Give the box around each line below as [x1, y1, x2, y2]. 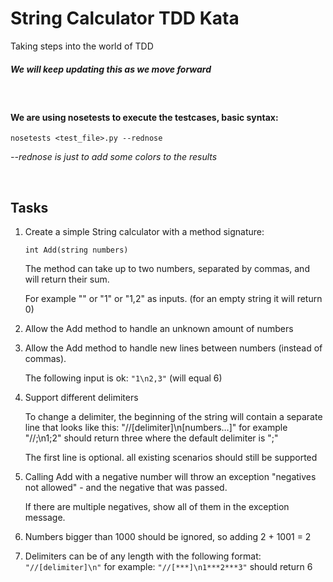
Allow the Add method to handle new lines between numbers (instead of [24, 342, 323, 354]
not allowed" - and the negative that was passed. [24, 481, 228, 493]
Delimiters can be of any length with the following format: [24, 550, 262, 562]
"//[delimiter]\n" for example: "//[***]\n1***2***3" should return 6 [24, 560, 313, 572]
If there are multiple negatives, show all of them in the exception [24, 500, 290, 512]
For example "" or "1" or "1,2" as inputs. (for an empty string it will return [24, 292, 323, 304]
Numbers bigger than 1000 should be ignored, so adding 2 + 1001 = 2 [24, 530, 312, 542]
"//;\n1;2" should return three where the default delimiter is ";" [24, 432, 279, 444]
